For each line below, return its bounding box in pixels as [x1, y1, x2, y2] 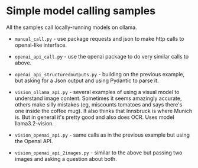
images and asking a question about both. [14, 155, 117, 162]
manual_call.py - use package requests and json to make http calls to [14, 35, 184, 42]
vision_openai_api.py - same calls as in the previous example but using [14, 131, 190, 138]
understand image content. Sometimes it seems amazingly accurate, [14, 95, 182, 102]
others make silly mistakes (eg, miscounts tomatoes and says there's [14, 101, 183, 108]
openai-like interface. [14, 41, 67, 49]
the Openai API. [14, 137, 53, 144]
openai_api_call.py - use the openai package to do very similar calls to [14, 53, 189, 60]
